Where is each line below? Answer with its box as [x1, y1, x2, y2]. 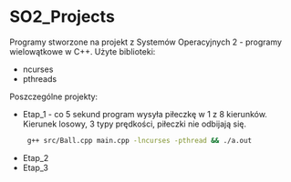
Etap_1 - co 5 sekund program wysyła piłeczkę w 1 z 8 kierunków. [22, 108, 267, 119]
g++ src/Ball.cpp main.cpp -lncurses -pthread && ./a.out [26, 136, 253, 145]
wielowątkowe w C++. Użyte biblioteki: [9, 45, 156, 56]
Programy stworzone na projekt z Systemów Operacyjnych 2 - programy [9, 36, 283, 47]
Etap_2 [22, 152, 49, 163]
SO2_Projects [9, 6, 116, 27]
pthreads [22, 73, 57, 84]
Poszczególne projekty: [9, 91, 99, 102]
